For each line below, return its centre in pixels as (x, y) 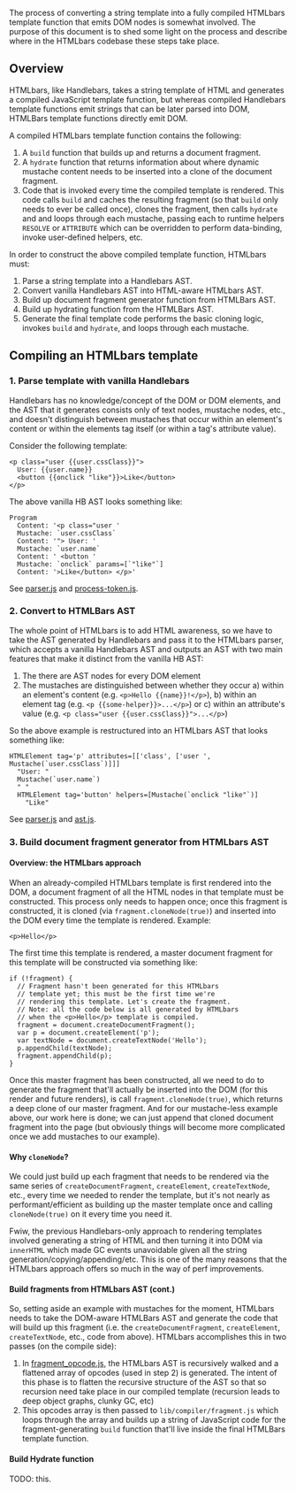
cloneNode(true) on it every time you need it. (91, 1214)
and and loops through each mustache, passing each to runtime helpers (153, 218)
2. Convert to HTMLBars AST (72, 611)
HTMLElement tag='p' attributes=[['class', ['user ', (110, 756)
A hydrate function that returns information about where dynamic (140, 162)
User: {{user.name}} (55, 469)
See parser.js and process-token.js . (74, 588)
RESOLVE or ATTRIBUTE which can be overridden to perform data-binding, (152, 227)
